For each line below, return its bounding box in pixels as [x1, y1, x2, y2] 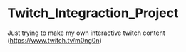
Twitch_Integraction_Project [7, 5, 179, 21]
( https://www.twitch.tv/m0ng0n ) [7, 36, 102, 44]
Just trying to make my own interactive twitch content [7, 28, 165, 37]
